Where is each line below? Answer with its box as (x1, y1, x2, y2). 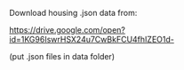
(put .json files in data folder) (9, 51, 116, 61)
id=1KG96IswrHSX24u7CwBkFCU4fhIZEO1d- (9, 35, 175, 44)
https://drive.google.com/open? (9, 25, 126, 35)
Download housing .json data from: (9, 8, 138, 18)
